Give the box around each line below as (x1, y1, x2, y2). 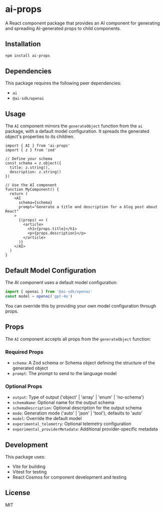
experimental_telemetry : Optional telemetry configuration (12, 421, 131, 427)
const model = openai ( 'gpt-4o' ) (5, 293, 72, 298)
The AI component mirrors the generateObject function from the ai (5, 123, 143, 129)
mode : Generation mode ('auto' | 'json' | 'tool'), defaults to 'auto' (12, 410, 142, 416)
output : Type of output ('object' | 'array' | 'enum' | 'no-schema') (12, 394, 144, 400)
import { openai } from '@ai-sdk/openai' (5, 289, 93, 294)
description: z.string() (9, 169, 61, 174)
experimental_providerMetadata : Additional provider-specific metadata (12, 426, 158, 432)
